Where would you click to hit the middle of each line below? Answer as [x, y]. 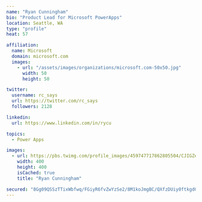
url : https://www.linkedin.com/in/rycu [62, 123]
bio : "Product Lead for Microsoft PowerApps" [64, 17]
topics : [16, 134]
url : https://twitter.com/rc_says [55, 101]
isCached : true [36, 172]
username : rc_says [35, 95]
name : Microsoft [32, 51]
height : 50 [36, 79]
